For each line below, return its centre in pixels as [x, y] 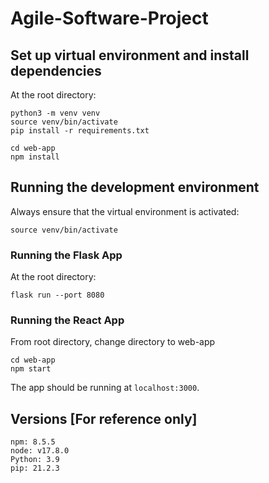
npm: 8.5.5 [33, 442]
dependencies [56, 70]
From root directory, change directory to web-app [113, 342]
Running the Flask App [66, 255]
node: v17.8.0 [40, 451]
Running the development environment [135, 187]
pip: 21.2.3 [35, 468]
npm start [31, 369]
